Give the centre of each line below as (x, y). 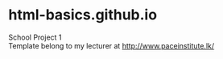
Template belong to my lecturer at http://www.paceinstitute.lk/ (111, 45)
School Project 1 (35, 37)
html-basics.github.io (83, 15)
